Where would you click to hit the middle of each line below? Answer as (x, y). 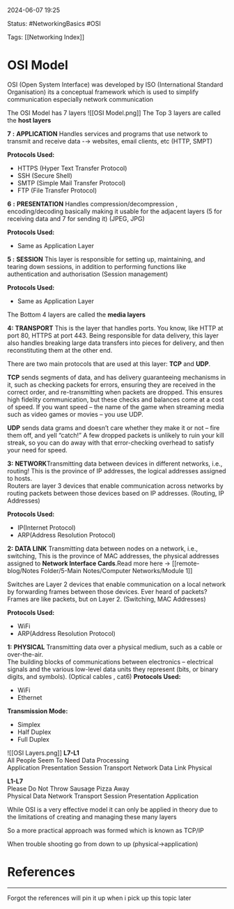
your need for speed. (37, 450)
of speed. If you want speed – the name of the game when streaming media (116, 406)
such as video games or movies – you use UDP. (76, 414)
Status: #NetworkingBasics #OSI (54, 23)
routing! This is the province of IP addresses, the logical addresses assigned (117, 471)
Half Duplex (34, 732)
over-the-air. (25, 654)
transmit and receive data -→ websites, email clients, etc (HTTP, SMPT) (110, 141)
